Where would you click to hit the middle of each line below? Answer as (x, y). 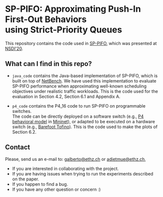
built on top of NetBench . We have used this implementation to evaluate (84, 81)
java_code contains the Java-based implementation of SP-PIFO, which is (85, 76)
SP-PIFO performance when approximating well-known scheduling (79, 86)
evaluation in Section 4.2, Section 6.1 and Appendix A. (66, 96)
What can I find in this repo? (49, 64)
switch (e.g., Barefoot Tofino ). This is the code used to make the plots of (85, 127)
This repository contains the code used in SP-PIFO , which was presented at (81, 43)
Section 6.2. (24, 132)
